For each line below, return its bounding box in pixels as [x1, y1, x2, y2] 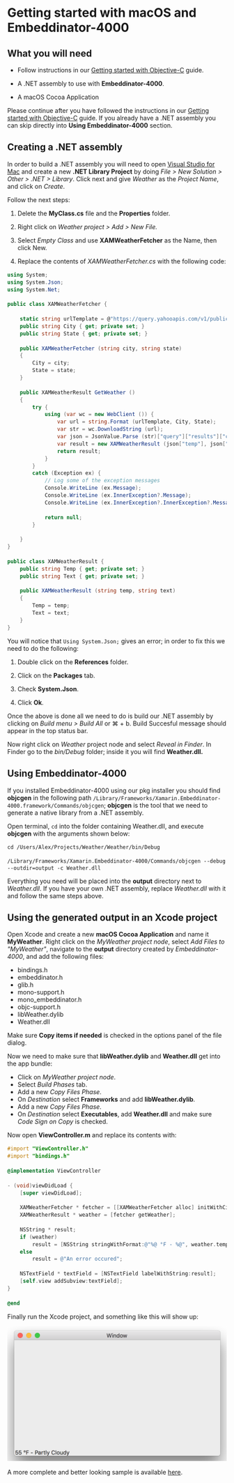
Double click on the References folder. [17, 657, 129, 666]
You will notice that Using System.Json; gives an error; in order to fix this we [7, 636, 225, 645]
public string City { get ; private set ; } [19, 323, 145, 330]
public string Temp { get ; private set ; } [19, 565, 145, 572]
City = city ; [32, 360, 70, 367]
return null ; [44, 514, 82, 521]
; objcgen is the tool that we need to [103, 801, 208, 809]
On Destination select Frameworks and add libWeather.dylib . [17, 1096, 196, 1104]
